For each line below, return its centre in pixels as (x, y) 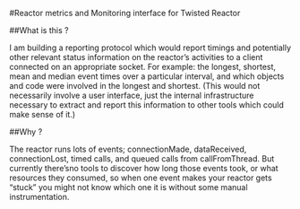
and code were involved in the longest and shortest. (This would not (135, 86)
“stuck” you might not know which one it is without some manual (129, 187)
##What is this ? (39, 30)
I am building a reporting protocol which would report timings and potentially (150, 48)
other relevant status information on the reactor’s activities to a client (136, 57)
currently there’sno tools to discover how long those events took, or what (144, 168)
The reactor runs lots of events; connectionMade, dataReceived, (128, 149)
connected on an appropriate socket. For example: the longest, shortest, (142, 67)
